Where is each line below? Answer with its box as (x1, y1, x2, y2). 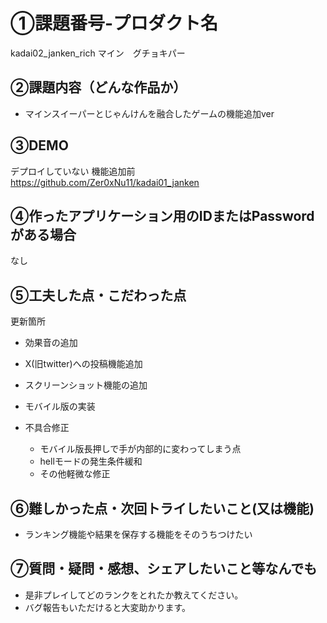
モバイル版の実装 (24, 400, 96, 413)
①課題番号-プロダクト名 (10, 12, 219, 35)
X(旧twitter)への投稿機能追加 (24, 358, 143, 370)
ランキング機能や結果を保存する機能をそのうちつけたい (24, 529, 253, 540)
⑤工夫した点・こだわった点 (10, 287, 187, 304)
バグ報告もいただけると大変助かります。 (24, 601, 192, 613)
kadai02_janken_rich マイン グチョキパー (10, 47, 186, 59)
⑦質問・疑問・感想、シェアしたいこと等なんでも (10, 560, 318, 578)
